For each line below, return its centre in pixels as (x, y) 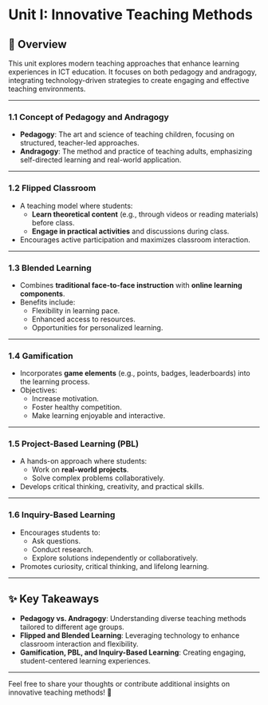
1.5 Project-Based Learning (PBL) (74, 444)
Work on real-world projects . (80, 470)
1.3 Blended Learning (50, 268)
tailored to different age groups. (72, 627)
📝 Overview (37, 44)
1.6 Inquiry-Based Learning (62, 515)
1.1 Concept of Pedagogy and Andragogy (89, 117)
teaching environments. (47, 89)
